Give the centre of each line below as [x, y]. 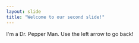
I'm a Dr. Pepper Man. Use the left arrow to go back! [70, 34]
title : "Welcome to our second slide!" [56, 17]
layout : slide [24, 11]
